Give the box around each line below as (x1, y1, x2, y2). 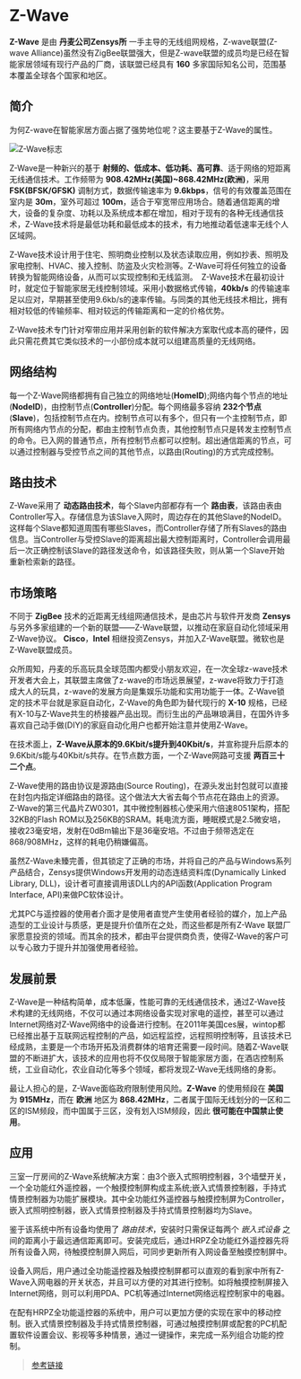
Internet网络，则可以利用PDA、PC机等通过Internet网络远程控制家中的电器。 (9, 1287, 289, 1298)
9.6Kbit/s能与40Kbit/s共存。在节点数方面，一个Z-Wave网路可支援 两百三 (9, 750, 278, 761)
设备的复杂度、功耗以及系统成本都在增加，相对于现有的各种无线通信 (24, 208, 276, 218)
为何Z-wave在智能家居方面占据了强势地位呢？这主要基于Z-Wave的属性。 (9, 124, 278, 135)
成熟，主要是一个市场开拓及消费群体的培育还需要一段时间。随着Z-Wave (16, 1041, 281, 1052)
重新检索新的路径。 (9, 556, 81, 567)
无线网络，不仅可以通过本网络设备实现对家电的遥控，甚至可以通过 (39, 1008, 284, 1018)
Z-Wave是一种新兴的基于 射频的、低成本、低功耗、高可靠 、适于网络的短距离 (9, 163, 291, 173)
